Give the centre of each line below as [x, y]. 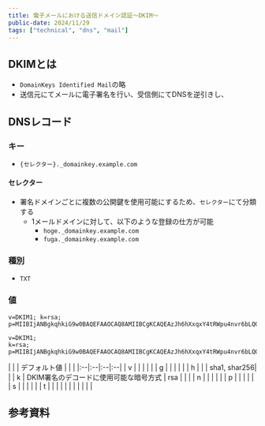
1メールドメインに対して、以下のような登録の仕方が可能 [123, 222]
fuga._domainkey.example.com [91, 240]
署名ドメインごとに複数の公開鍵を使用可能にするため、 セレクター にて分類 [138, 202]
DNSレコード [40, 122]
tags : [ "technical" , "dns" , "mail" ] [68, 30]
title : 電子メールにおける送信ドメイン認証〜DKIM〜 [84, 15]
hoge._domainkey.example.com [91, 231]
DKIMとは [32, 64]
